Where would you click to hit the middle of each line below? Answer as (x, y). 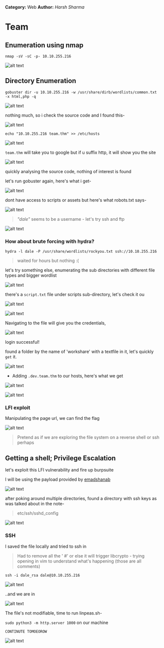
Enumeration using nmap (44, 45)
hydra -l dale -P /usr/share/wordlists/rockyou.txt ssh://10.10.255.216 (81, 252)
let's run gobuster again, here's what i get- (48, 181)
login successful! (22, 342)
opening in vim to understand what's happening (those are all (79, 561)
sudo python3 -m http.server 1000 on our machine (57, 622)
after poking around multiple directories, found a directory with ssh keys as (81, 499)
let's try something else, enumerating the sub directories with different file (80, 270)
